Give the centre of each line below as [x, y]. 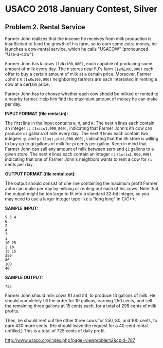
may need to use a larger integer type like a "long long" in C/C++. [71, 199]
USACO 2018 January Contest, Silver [81, 9]
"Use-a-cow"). [20, 54]
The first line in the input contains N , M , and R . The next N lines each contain [80, 123]
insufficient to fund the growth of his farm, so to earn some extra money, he [81, 44]
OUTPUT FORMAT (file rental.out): [41, 174]
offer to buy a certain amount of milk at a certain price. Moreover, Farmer [78, 74]
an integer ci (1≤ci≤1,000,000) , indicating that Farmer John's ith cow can [79, 128]
